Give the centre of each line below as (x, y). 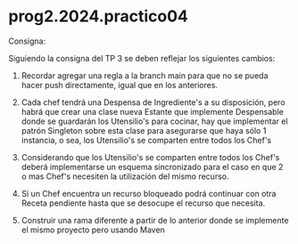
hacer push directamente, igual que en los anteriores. (120, 85)
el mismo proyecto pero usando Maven (93, 230)
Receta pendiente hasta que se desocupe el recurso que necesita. (143, 203)
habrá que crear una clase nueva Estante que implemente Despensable (153, 111)
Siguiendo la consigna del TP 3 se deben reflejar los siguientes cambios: (142, 58)
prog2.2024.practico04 (98, 16)
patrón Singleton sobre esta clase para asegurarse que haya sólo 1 (144, 130)
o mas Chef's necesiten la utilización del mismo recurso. (125, 176)
